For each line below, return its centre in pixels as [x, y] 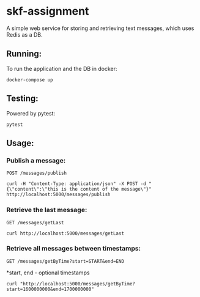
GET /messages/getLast [35, 222]
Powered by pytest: [31, 113]
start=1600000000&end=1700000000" [50, 289]
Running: [24, 54]
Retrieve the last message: [47, 210]
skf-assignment [48, 11]
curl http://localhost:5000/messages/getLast [65, 233]
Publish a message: [36, 160]
